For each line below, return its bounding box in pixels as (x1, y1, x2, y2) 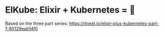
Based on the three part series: (5, 20, 68, 26)
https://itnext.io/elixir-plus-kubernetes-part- (69, 20, 159, 26)
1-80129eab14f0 (5, 25, 38, 31)
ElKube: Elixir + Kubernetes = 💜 (5, 4, 135, 16)
